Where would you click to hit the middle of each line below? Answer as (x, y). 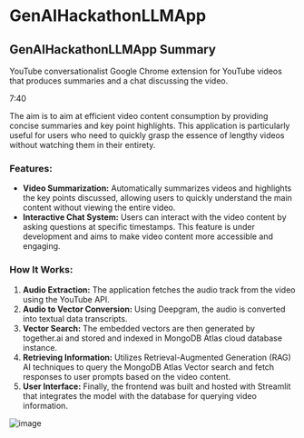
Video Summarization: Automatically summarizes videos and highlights (157, 188)
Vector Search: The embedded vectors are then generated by (139, 328)
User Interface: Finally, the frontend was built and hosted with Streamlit (157, 386)
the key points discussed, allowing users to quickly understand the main (157, 198)
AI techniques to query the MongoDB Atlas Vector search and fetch (148, 367)
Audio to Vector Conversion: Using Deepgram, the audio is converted (154, 309)
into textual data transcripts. (75, 318)
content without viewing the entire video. (99, 208)
